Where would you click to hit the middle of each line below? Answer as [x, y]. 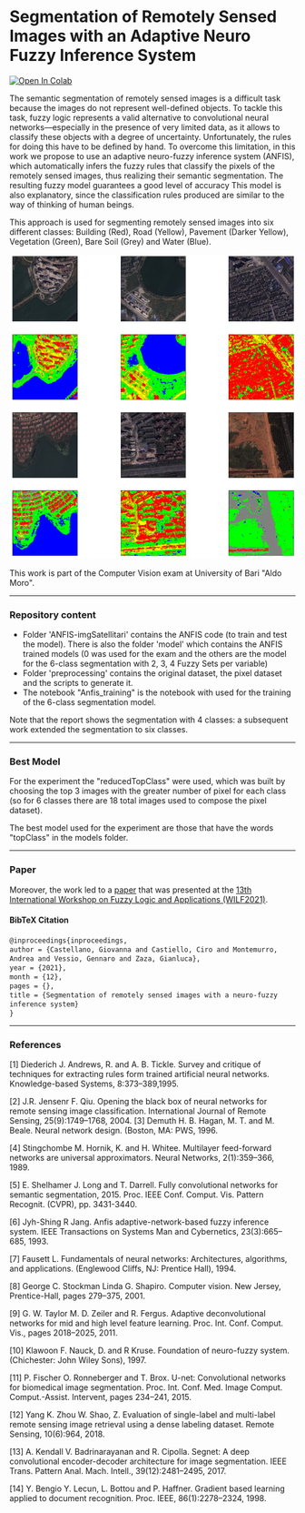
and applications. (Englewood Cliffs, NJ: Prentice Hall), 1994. [123, 1269]
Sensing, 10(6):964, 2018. [57, 1434]
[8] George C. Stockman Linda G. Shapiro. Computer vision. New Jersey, [145, 1286]
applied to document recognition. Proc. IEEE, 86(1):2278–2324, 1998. [138, 1498]
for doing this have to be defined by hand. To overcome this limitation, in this [152, 146]
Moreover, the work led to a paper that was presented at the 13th [131, 890]
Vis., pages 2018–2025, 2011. [64, 1333]
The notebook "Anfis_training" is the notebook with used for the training [157, 692]
